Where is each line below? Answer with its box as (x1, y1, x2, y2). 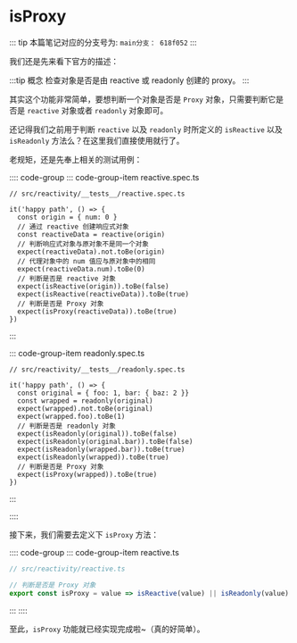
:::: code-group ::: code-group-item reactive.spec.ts (9, 171, 200, 182)
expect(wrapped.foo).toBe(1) (17, 412, 126, 421)
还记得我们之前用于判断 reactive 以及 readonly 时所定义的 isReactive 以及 (9, 123, 283, 135)
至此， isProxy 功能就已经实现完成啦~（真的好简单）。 (9, 623, 205, 634)
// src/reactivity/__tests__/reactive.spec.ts (9, 189, 186, 198)
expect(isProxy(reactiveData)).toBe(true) (17, 306, 177, 316)
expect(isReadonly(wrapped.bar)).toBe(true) (17, 445, 186, 454)
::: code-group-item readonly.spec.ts (9, 347, 145, 358)
